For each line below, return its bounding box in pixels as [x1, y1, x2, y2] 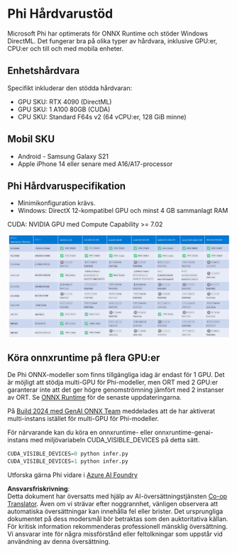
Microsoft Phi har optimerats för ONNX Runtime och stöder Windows [7, 29, 208, 38]
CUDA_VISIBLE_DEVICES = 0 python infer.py [7, 450, 129, 458]
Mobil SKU [7, 133, 55, 146]
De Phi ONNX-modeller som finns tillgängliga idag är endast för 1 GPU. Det [7, 371, 225, 379]
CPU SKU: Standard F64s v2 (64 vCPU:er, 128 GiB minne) [17, 112, 187, 121]
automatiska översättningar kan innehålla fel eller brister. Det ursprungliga [7, 507, 224, 516]
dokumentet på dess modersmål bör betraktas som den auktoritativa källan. [7, 515, 228, 523]
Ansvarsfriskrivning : [7, 485, 70, 493]
